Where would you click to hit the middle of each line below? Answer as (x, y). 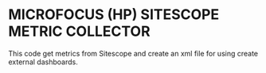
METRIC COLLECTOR (79, 31)
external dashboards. (43, 62)
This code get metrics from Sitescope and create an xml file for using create (133, 53)
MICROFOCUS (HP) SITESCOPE (114, 15)
